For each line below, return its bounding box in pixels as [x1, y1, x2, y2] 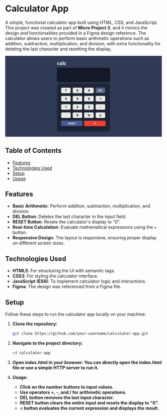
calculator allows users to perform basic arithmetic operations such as [5, 35, 150, 41]
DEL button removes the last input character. [19, 394, 114, 401]
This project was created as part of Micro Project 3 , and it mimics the [5, 24, 148, 30]
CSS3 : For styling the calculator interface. [12, 273, 98, 279]
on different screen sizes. [12, 240, 65, 246]
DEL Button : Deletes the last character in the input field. [12, 213, 127, 219]
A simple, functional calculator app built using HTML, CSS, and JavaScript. [5, 19, 158, 25]
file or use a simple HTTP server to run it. [12, 364, 99, 371]
